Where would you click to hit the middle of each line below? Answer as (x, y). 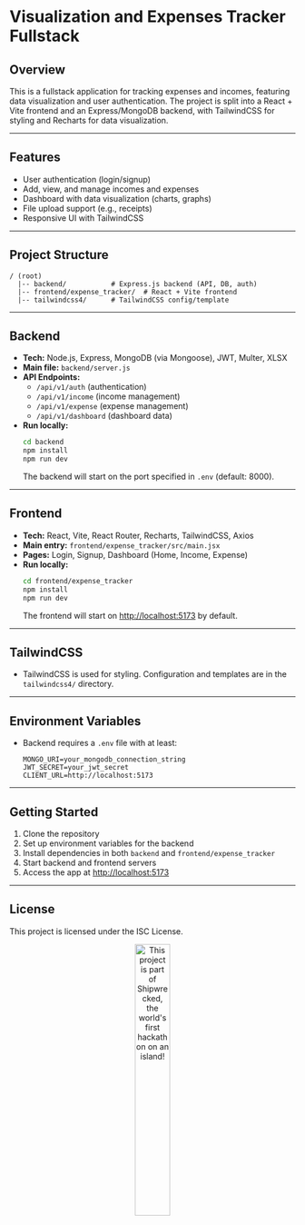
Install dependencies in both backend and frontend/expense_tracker (148, 852)
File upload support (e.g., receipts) (87, 208)
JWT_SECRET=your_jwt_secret (75, 768)
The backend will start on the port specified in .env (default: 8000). (148, 477)
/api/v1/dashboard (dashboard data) (104, 416)
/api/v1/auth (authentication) (91, 387)
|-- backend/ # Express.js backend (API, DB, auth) (138, 284)
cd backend (43, 443)
